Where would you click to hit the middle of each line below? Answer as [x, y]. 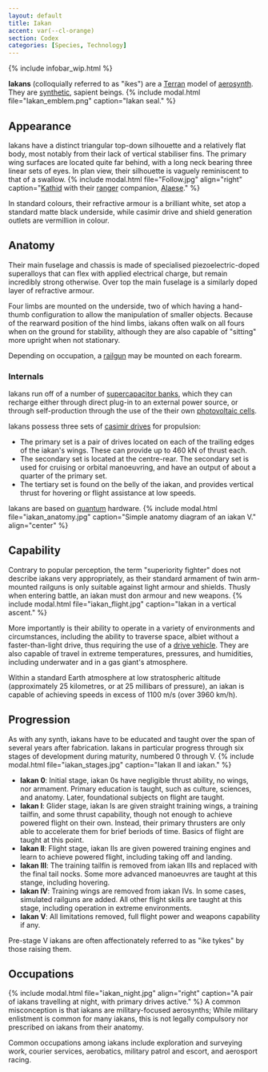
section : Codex [34, 38]
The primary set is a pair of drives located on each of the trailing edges [137, 442]
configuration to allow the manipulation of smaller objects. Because [142, 314]
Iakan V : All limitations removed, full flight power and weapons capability [140, 916]
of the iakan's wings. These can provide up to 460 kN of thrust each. [134, 450]
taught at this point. [52, 840]
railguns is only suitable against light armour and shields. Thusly [145, 586]
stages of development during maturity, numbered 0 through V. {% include [131, 756]
